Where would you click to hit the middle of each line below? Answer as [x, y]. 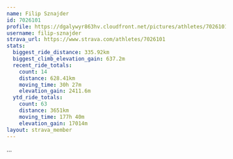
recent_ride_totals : [42, 65]
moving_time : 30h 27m [50, 85]
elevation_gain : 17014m [54, 123]
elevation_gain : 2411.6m [55, 91]
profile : [19, 26]
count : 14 [33, 72]
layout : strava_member [39, 130]
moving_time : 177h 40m [52, 117]
